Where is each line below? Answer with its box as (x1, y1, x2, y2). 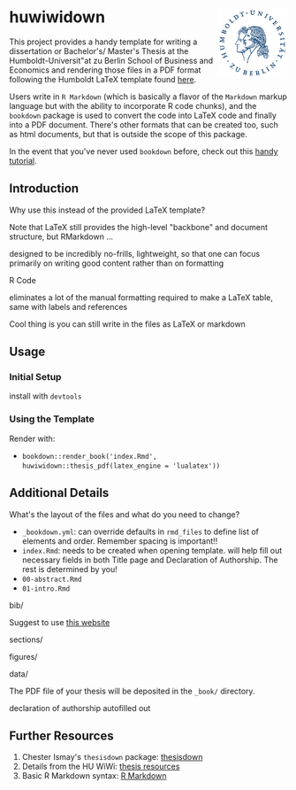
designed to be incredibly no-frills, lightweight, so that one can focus (9, 248, 261, 259)
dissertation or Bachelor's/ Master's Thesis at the (9, 45, 189, 56)
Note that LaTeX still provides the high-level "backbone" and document (9, 221, 268, 232)
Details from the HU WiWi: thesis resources (21, 761, 180, 772)
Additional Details (9, 485, 110, 500)
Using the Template (9, 413, 95, 425)
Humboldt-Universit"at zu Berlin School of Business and (9, 55, 214, 66)
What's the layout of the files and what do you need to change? (9, 508, 240, 520)
